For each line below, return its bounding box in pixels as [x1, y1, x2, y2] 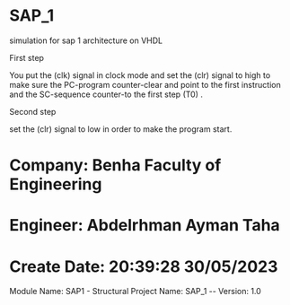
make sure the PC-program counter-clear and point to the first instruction [9, 79, 281, 90]
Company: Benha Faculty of [9, 155, 222, 176]
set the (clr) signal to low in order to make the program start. [9, 123, 233, 135]
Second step [9, 106, 57, 117]
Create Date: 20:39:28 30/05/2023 [9, 257, 278, 276]
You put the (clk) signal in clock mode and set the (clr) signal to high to [9, 69, 271, 81]
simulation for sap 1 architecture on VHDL [9, 35, 163, 46]
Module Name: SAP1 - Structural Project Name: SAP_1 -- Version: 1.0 [9, 286, 262, 297]
